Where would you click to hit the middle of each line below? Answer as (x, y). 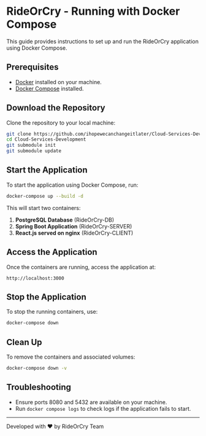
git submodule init (31, 146)
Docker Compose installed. (49, 88)
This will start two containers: (44, 208)
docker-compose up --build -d (45, 196)
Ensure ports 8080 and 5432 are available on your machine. (91, 402)
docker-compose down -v (37, 368)
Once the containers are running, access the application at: (81, 267)
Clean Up (24, 342)
